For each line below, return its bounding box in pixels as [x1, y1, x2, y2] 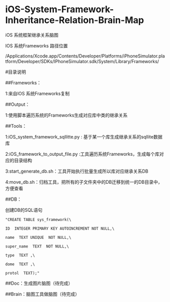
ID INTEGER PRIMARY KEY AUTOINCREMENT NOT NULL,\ [5, 226, 115, 231]
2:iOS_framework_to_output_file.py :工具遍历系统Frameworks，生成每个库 [5, 151, 160, 157]
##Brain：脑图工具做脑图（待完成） [5, 291, 80, 297]
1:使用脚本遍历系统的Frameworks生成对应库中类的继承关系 [5, 112, 128, 118]
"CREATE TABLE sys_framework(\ [5, 217, 72, 222]
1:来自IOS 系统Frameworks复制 [5, 90, 70, 96]
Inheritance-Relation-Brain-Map [5, 14, 144, 26]
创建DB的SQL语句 [5, 207, 43, 213]
